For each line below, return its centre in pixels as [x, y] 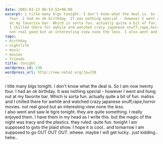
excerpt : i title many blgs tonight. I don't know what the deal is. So [80, 14]
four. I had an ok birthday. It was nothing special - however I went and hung [81, 91]
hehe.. [11, 137]
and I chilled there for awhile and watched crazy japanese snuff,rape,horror [80, 101]
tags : [10, 37]
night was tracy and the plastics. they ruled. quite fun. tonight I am [71, 122]
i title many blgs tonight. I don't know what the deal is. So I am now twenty [79, 86]
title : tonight [20, 63]
